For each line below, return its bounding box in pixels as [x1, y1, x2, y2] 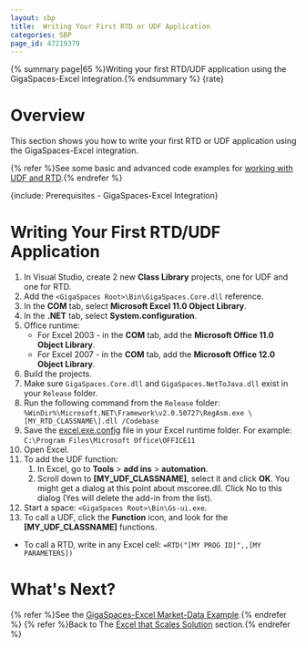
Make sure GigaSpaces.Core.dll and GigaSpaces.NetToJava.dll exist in [23, 378, 289, 389]
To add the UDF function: [23, 454, 119, 465]
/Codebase [121, 416, 159, 426]
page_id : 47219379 [10, 38, 80, 48]
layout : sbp [10, 13, 56, 23]
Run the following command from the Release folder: [23, 397, 220, 408]
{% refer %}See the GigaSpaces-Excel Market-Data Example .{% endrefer [10, 610, 288, 621]
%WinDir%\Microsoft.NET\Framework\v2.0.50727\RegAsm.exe [23, 409, 245, 418]
